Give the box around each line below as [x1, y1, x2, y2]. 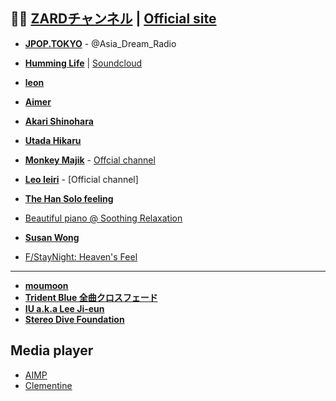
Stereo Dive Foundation [24, 313, 125, 325]
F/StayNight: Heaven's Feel [24, 250, 138, 263]
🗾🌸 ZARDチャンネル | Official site [10, 10, 217, 28]
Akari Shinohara [24, 115, 94, 127]
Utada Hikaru [24, 134, 82, 146]
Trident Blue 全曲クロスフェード [24, 291, 158, 303]
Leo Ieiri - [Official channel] [24, 173, 139, 185]
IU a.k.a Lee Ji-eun [24, 302, 105, 314]
